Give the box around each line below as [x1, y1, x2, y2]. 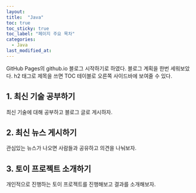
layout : [6, 8, 26, 15]
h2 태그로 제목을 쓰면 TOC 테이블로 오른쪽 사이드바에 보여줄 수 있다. [14, 72, 173, 79]
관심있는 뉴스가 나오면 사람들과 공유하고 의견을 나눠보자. [6, 145, 137, 152]
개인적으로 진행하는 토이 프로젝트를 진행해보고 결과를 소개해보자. [6, 180, 156, 188]
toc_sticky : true [6, 25, 49, 32]
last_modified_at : [6, 48, 52, 54]
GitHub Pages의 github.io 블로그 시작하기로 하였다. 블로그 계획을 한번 [6, 65, 170, 72]
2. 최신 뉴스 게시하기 [6, 127, 77, 137]
